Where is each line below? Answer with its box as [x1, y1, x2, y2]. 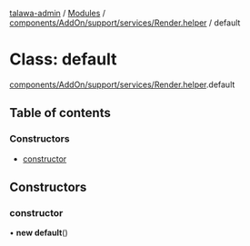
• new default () [9, 227, 68, 239]
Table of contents [9, 105, 111, 121]
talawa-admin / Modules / [9, 8, 106, 18]
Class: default [9, 49, 117, 70]
